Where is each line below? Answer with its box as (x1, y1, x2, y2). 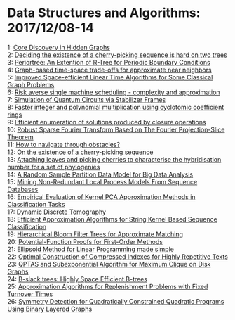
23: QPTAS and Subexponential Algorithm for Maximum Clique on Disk (7, 260, 211, 268)
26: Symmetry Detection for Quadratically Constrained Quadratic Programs (7, 297, 224, 305)
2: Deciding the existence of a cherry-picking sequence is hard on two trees (7, 51, 228, 59)
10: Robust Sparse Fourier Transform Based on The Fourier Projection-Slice (7, 125, 225, 134)
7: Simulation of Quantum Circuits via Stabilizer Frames (7, 95, 166, 103)
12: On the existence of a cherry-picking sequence (7, 148, 154, 156)
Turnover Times (7, 290, 53, 298)
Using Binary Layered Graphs (7, 305, 93, 313)
